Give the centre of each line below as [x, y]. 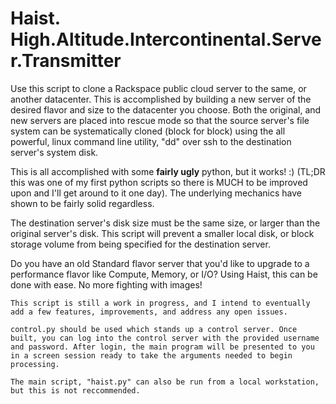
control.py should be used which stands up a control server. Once [154, 329]
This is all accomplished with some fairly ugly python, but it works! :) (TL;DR [168, 171]
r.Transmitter [66, 61]
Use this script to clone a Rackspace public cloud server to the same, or [158, 88]
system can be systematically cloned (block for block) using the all [148, 131]
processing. [35, 364]
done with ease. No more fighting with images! [106, 284]
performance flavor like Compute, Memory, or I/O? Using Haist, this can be [164, 274]
